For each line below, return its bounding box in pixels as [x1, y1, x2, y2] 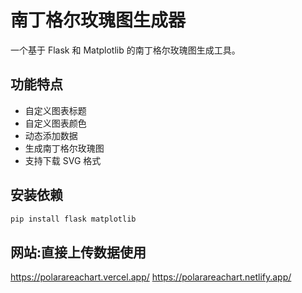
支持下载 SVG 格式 [24, 154, 102, 166]
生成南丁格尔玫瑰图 [24, 142, 105, 154]
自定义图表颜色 [24, 117, 87, 129]
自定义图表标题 [24, 104, 87, 116]
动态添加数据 [24, 129, 78, 141]
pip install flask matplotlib [10, 214, 137, 224]
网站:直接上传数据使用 [10, 244, 147, 261]
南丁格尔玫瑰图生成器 [10, 9, 187, 32]
